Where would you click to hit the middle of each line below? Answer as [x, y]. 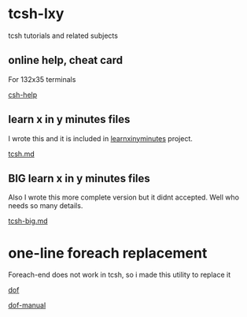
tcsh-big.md [28, 221]
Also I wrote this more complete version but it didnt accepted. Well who [124, 197]
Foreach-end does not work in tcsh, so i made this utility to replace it [119, 275]
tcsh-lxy [36, 14]
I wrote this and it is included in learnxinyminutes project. [100, 138]
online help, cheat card [66, 60]
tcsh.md [21, 154]
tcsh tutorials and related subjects [63, 35]
